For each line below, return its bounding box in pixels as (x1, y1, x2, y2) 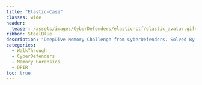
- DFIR (11, 64, 28, 71)
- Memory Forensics (11, 59, 61, 65)
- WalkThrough (11, 48, 47, 54)
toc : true (6, 70, 31, 76)
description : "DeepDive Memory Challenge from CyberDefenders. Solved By (6, 37, 195, 42)
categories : (6, 42, 36, 48)
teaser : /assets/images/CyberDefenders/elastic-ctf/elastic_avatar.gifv (11, 25, 198, 32)
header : (6, 20, 26, 26)
